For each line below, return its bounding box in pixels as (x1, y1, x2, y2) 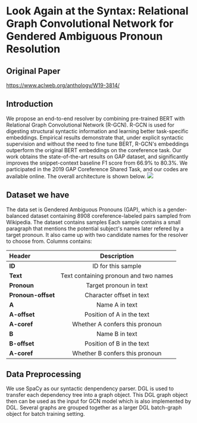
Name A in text (96, 300, 138, 308)
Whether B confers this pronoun (72, 349, 162, 357)
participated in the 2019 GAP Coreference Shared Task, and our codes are (6, 165, 189, 172)
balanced (6, 212, 29, 219)
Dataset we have (6, 190, 70, 200)
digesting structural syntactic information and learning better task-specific (6, 127, 189, 135)
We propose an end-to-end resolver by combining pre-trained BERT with (6, 115, 185, 122)
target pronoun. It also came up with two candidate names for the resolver (6, 231, 189, 238)
